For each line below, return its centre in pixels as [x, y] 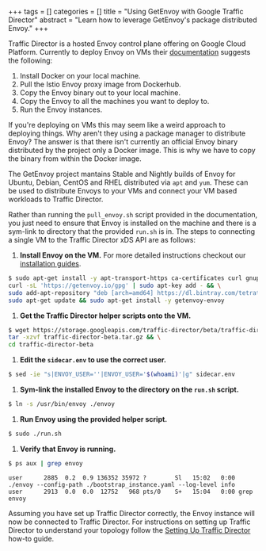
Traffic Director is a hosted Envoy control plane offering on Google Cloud [127, 44]
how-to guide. [31, 538]
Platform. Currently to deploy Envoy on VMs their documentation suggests [129, 52]
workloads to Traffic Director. [56, 199]
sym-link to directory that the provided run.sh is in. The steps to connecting [132, 231]
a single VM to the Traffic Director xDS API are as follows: [102, 240]
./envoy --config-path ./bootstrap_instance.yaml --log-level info [122, 484]
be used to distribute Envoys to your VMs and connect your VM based [123, 191]
